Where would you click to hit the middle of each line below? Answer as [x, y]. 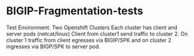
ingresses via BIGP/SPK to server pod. [53, 46]
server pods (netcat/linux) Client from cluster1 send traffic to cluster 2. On [97, 33]
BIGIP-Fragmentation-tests [75, 11]
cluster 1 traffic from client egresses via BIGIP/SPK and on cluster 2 [89, 40]
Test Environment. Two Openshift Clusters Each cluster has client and [92, 27]
